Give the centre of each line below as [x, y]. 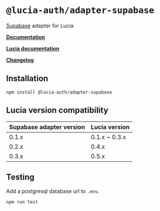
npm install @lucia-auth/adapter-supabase [59, 92]
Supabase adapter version [47, 127]
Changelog [20, 60]
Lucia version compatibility [57, 110]
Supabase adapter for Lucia [40, 25]
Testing [20, 177]
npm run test [22, 202]
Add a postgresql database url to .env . [53, 191]
